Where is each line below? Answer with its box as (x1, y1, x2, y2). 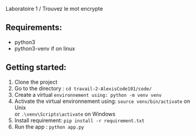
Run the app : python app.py (14, 123, 85, 130)
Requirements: (5, 22, 63, 32)
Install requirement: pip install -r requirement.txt (14, 117, 145, 124)
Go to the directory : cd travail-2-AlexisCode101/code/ (14, 84, 152, 92)
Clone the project (14, 78, 58, 85)
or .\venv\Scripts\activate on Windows (14, 110, 115, 117)
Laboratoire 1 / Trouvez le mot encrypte (5, 5, 103, 12)
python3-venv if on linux (14, 45, 76, 52)
